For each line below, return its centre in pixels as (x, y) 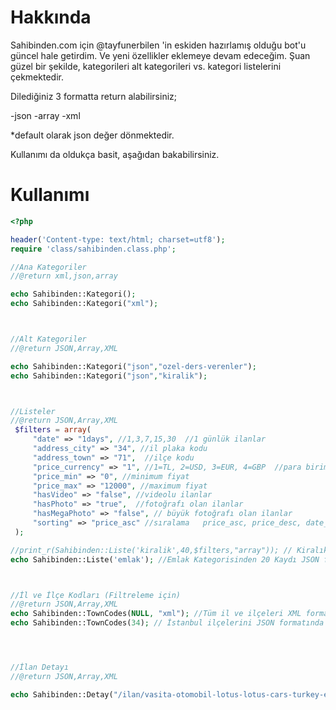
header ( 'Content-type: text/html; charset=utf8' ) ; (118, 239)
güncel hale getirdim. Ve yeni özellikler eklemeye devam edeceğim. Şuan (160, 55)
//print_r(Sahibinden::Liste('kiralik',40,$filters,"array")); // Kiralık (169, 550)
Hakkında (51, 17)
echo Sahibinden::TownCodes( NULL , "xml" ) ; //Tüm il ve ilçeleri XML (156, 614)
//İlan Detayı (40, 667)
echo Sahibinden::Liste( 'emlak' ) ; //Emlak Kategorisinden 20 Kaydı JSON (165, 559)
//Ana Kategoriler (48, 267)
